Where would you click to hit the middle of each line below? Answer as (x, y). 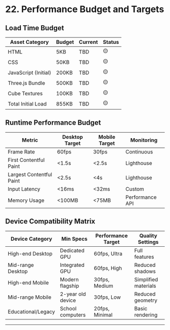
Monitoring (144, 140)
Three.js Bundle (27, 83)
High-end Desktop (30, 253)
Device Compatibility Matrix (50, 221)
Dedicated (72, 250)
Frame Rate (22, 151)
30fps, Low (108, 297)
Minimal (103, 315)
